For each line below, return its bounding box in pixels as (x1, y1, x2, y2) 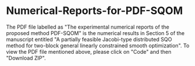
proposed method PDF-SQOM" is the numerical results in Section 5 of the (6, 29, 185, 36)
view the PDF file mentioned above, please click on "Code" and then (6, 48, 172, 55)
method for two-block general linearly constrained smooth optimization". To (6, 42, 190, 49)
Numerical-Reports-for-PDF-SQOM (6, 4, 183, 18)
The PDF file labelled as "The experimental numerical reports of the (6, 23, 169, 30)
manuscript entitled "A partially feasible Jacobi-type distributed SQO (6, 36, 172, 43)
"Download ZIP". (6, 54, 46, 61)
